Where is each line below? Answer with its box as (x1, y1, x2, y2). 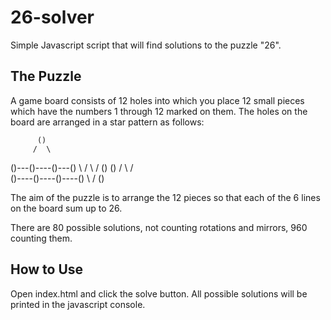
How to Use (10, 261, 84, 278)
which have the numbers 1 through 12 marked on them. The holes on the (10, 105, 308, 117)
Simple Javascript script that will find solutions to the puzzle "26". (10, 39, 282, 51)
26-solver (10, 6, 95, 29)
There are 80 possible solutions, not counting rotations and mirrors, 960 (10, 221, 308, 233)
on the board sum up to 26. (10, 202, 123, 214)
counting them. (10, 232, 73, 244)
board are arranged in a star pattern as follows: (10, 116, 205, 128)
